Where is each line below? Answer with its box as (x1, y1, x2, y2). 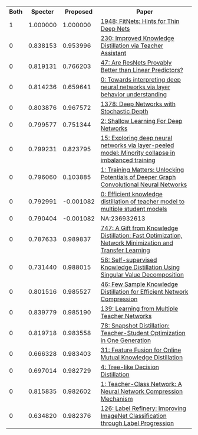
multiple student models (100, 205, 167, 213)
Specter (31, 8, 54, 15)
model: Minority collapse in (100, 149, 176, 157)
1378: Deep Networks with (100, 100, 176, 108)
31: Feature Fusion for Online (100, 346, 181, 354)
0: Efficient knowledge (100, 190, 163, 198)
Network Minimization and (100, 239, 174, 247)
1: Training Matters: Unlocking (100, 165, 184, 174)
